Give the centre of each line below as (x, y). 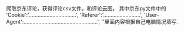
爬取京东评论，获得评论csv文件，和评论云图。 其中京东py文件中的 (86, 8)
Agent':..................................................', (53, 22)
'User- (152, 15)
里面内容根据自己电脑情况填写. (141, 22)
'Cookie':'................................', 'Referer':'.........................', (74, 15)
